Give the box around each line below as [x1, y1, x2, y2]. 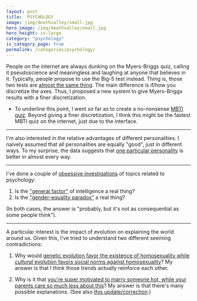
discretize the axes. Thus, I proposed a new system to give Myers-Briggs [6, 87, 183, 94]
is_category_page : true [6, 42, 64, 47]
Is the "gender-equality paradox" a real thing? [14, 194, 125, 201]
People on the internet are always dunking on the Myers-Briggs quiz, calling [6, 63, 189, 70]
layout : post [6, 8, 38, 15]
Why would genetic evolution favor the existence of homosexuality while [14, 252, 190, 259]
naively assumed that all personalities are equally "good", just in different [6, 141, 182, 148]
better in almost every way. [6, 153, 72, 160]
